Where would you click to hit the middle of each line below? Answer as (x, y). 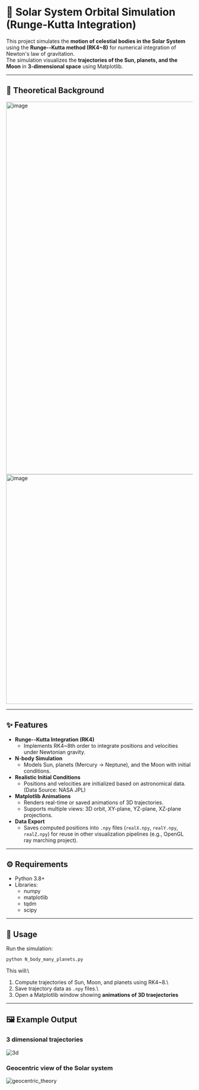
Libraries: (26, 885)
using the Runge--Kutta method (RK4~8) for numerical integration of (91, 47)
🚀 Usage (22, 934)
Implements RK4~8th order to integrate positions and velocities (101, 745)
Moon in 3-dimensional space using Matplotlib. (65, 66)
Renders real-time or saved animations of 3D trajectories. (94, 802)
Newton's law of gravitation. (41, 53)
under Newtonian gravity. (54, 752)
